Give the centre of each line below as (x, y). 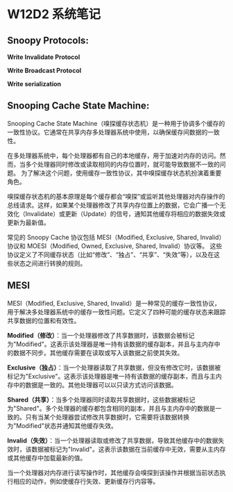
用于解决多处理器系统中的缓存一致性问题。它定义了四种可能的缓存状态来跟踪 (116, 312)
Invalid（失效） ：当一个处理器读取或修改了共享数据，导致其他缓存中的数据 (113, 440)
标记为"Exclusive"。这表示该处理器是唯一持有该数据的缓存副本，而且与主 (112, 376)
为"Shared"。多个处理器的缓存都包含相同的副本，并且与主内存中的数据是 (111, 408)
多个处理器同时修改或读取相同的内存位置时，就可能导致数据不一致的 (122, 164)
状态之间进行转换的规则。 (50, 263)
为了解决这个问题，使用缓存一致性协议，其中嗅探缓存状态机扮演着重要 (121, 173)
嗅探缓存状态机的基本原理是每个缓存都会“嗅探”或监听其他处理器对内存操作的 (116, 196)
